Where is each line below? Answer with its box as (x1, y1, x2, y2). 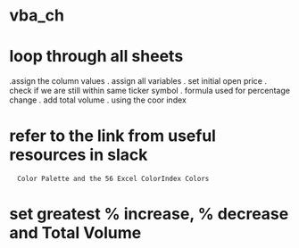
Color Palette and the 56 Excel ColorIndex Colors (17, 175, 210, 184)
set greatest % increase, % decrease (9, 204, 289, 224)
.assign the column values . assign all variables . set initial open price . (9, 76, 268, 87)
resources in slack (9, 145, 148, 165)
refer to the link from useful (9, 126, 217, 146)
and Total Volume (9, 223, 142, 244)
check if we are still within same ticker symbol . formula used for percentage (9, 86, 290, 96)
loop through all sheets (9, 46, 184, 67)
